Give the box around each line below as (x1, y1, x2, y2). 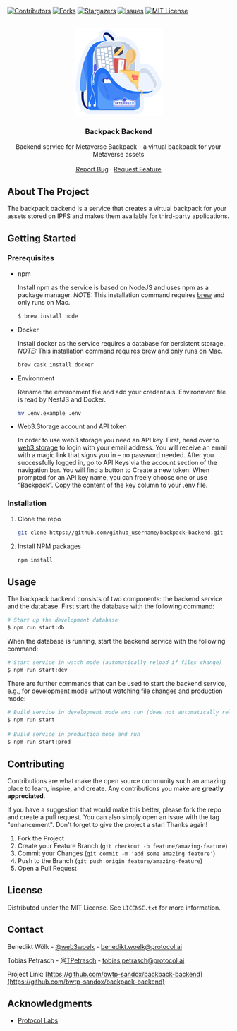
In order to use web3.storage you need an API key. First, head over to (17, 436, 219, 445)
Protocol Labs (17, 1016, 59, 1025)
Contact (7, 924, 44, 936)
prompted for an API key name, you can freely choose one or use (17, 474, 208, 482)
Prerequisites (7, 253, 54, 263)
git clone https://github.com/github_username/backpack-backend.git (17, 529, 224, 536)
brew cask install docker (17, 361, 94, 368)
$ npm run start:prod (7, 738, 71, 746)
